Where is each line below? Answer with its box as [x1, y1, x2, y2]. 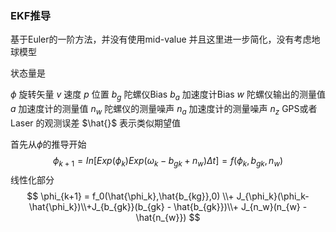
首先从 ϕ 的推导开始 [10, 138, 87, 150]
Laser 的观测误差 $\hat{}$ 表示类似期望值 [10, 117, 182, 129]
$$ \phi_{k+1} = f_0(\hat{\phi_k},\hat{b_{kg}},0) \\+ [26, 190, 235, 202]
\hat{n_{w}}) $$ [135, 211, 201, 223]
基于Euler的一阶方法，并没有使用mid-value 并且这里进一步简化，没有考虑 [10, 33, 312, 46]
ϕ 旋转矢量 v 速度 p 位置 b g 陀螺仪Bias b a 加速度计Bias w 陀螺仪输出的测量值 [10, 88, 326, 103]
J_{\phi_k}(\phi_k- [236, 190, 310, 202]
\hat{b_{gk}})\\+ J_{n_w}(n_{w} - [173, 200, 308, 212]
